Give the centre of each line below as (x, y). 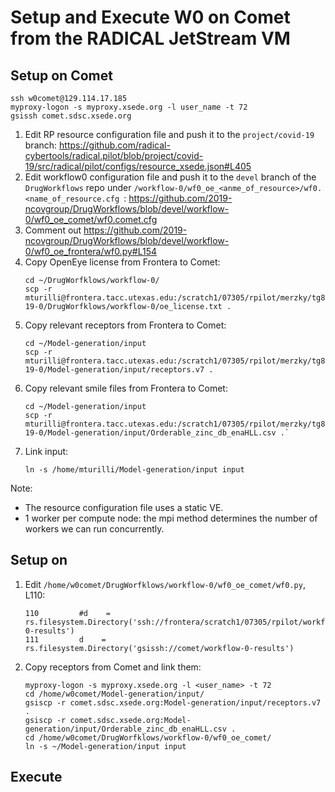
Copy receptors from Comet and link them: (113, 667)
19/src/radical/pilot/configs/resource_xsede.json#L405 (138, 166)
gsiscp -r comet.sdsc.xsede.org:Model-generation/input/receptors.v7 (173, 702)
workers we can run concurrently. (94, 529)
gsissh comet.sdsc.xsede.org (71, 116)
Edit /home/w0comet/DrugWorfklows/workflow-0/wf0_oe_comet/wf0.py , (165, 584)
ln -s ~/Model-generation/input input (105, 746)
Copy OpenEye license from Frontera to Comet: (122, 262)
